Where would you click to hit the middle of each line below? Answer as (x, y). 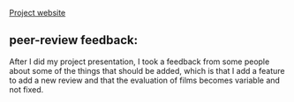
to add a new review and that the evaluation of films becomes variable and (145, 80)
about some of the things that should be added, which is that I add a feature (147, 70)
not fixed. (26, 89)
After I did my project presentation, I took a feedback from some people (139, 62)
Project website (38, 13)
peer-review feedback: (74, 40)
